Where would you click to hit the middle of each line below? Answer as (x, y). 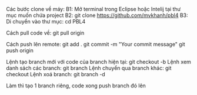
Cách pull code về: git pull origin (45, 33)
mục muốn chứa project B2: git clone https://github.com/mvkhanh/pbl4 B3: (97, 15)
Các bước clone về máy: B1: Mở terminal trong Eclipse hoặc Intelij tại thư (94, 9)
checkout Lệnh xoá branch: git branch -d (56, 74)
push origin (20, 50)
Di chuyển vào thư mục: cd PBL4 (46, 21)
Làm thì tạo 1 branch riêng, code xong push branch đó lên (76, 86)
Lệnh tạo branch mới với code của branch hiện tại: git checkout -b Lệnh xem (98, 62)
